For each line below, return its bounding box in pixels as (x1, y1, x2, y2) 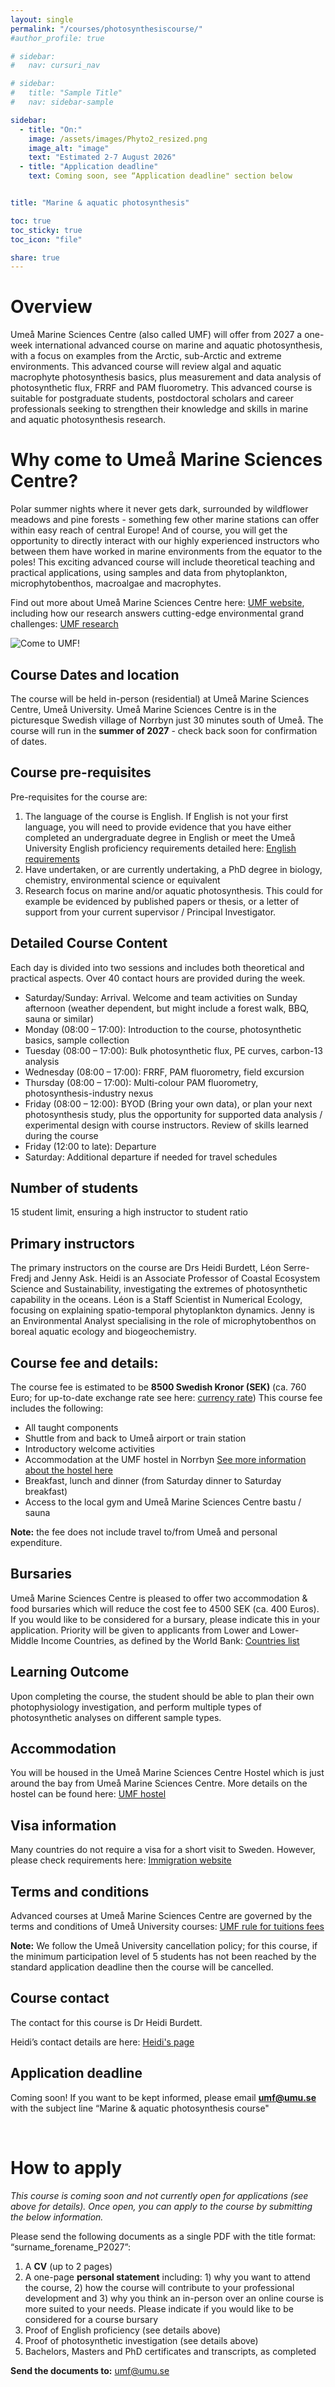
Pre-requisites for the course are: (10, 791, 148, 803)
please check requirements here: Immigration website (10, 1854, 232, 1866)
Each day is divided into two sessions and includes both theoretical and (10, 961, 305, 973)
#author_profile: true (10, 33, 105, 43)
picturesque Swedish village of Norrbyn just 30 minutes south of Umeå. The (10, 714, 324, 726)
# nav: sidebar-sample (10, 97, 114, 107)
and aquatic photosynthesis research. (10, 414, 166, 426)
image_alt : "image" (28, 143, 110, 153)
